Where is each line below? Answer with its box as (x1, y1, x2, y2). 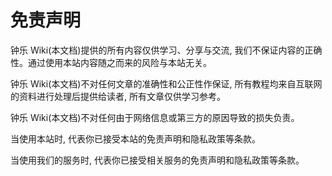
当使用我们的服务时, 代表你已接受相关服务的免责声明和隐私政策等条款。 (10, 154, 305, 166)
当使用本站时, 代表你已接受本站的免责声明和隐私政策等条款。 (10, 132, 261, 145)
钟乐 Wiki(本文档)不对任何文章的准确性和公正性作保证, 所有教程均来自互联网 (10, 77, 323, 90)
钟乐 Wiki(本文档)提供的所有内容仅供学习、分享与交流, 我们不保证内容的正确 (10, 44, 323, 56)
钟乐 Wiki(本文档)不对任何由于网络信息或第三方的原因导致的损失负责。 (10, 111, 300, 123)
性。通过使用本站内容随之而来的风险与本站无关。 (10, 56, 212, 68)
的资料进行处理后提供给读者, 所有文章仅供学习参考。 (10, 90, 226, 102)
